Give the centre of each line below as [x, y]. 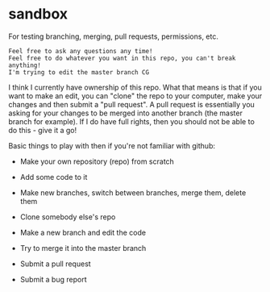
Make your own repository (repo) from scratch [97, 161]
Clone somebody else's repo [68, 217]
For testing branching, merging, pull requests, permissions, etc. [114, 36]
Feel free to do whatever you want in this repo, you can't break [122, 58]
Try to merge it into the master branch [83, 248]
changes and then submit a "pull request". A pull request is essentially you [132, 104]
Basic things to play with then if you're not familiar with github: [112, 145]
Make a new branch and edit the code [83, 232]
